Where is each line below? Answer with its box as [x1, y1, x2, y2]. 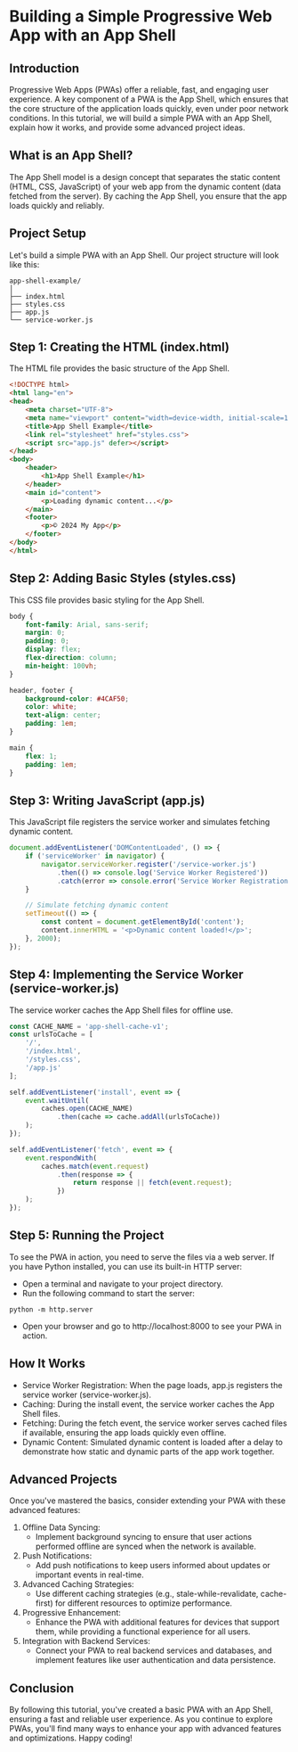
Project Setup [9, 226, 87, 242]
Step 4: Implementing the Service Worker [9, 967, 244, 983]
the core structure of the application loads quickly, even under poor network [9, 103, 289, 113]
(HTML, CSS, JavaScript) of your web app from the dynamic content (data [9, 181, 282, 192]
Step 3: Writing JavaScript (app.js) [9, 793, 205, 808]
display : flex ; [25, 645, 82, 654]
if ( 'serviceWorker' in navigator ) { [25, 851, 165, 861]
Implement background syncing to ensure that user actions [35, 1532, 252, 1542]
